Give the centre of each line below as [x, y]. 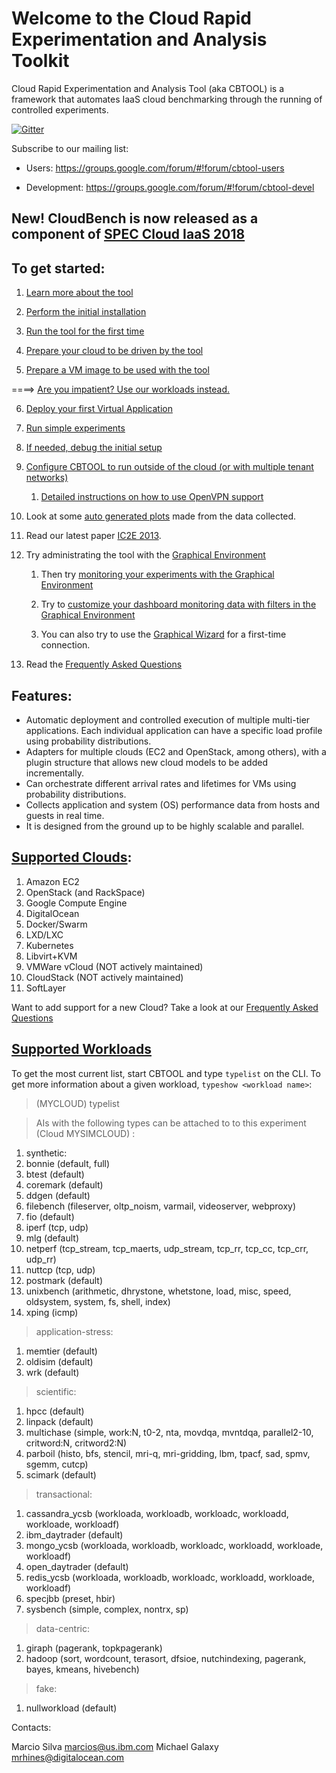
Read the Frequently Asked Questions [104, 664]
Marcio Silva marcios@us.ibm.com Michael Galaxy [115, 1746]
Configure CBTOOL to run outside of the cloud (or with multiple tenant [169, 467]
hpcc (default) [55, 1411]
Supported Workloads [81, 1049]
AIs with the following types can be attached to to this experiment [171, 1123]
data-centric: [63, 1628]
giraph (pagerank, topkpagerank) [94, 1648]
